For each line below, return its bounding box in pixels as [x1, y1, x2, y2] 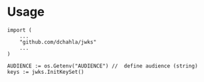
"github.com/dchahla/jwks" [19, 38, 97, 45]
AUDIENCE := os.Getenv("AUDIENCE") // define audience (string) [7, 62, 198, 69]
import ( [7, 27, 32, 33]
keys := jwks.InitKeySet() [7, 68, 84, 75]
